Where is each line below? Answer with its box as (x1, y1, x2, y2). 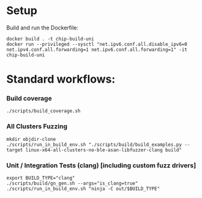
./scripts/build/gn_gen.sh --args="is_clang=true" (6, 180, 138, 187)
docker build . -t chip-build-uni (6, 36, 95, 42)
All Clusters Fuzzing (6, 122, 68, 131)
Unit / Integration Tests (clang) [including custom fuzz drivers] (6, 161, 196, 169)
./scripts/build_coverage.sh (6, 108, 81, 114)
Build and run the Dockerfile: (6, 24, 78, 31)
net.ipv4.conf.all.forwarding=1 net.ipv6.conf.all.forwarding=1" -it (6, 47, 188, 53)
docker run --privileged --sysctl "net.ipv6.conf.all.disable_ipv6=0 (6, 41, 188, 47)
